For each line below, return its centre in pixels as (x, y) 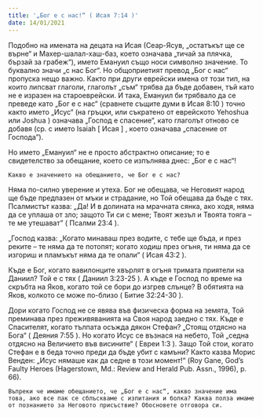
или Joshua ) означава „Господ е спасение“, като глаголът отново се (124, 120)
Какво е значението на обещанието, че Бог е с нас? (94, 175)
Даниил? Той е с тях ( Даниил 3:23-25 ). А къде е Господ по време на (125, 278)
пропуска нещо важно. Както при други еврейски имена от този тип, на (129, 79)
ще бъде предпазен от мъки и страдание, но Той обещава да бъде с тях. (131, 198)
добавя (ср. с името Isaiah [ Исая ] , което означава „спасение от (118, 128)
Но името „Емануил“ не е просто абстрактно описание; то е (109, 152)
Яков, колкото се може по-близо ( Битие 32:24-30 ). (96, 294)
